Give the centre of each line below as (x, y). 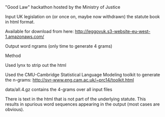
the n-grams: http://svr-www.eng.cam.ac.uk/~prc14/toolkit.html (70, 80)
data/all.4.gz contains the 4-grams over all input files (59, 89)
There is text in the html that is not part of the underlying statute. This (76, 99)
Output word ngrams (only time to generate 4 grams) (59, 46)
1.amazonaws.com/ (25, 37)
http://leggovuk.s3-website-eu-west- (113, 31)
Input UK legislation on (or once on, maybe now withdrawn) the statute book (82, 16)
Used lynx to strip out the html (36, 65)
